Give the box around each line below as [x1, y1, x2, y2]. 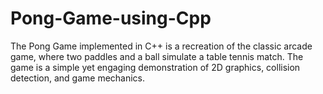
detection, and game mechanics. [10, 72, 146, 84]
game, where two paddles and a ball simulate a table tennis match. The [10, 50, 304, 62]
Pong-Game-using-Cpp [10, 7, 212, 30]
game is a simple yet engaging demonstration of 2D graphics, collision [10, 61, 301, 73]
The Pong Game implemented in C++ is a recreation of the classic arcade [10, 40, 313, 52]
